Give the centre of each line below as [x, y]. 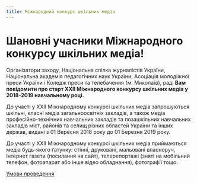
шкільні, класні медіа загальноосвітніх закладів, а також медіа [86, 113]
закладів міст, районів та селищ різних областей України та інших [90, 126]
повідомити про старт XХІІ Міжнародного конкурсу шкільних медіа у [97, 89]
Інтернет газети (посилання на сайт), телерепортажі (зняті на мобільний [98, 156]
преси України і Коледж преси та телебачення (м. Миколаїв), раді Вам [96, 82]
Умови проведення [30, 174]
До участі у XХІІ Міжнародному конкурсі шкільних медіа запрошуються [98, 107]
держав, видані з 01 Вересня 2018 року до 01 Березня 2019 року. [88, 131]
